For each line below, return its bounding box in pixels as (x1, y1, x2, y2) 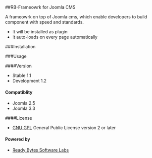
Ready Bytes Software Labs (12, 147, 69, 153)
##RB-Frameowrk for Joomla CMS (5, 4, 76, 10)
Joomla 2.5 (12, 100, 36, 106)
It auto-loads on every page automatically (12, 34, 98, 40)
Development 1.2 (12, 78, 47, 83)
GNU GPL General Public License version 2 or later (12, 125, 116, 131)
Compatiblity (5, 89, 33, 95)
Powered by (5, 136, 31, 142)
